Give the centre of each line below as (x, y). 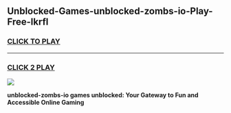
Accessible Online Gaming (46, 102)
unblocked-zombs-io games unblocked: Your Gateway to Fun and (103, 95)
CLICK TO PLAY (34, 42)
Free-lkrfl (28, 22)
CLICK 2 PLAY (31, 67)
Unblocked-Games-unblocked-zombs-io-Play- (110, 11)
